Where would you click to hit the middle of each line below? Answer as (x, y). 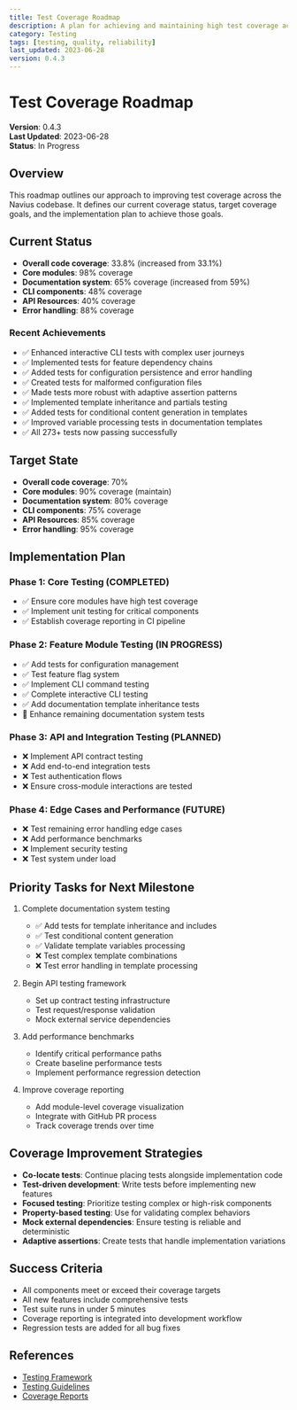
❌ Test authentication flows (72, 775)
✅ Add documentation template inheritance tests (111, 704)
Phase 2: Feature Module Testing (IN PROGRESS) (116, 645)
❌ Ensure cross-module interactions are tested (107, 786)
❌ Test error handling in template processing (117, 966)
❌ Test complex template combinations (107, 956)
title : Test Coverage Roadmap (65, 17)
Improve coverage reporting (73, 1090)
